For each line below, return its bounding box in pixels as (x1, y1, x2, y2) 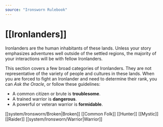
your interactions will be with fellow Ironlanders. (5, 56, 103, 62)
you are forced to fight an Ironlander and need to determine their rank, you (5, 75, 158, 82)
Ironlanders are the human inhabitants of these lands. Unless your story (5, 45, 151, 51)
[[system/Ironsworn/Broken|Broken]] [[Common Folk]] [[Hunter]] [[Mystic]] (5, 111, 159, 117)
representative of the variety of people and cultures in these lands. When (5, 70, 155, 76)
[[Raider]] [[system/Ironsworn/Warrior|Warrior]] (5, 116, 103, 122)
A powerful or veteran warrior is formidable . (12, 101, 103, 107)
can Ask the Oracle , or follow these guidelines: (5, 81, 101, 87)
